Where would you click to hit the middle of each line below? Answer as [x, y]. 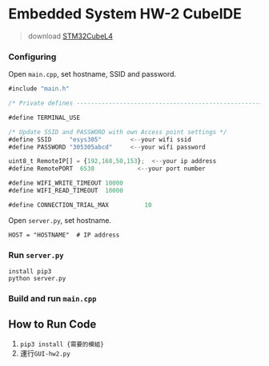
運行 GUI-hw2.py [45, 353]
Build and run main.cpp [52, 299]
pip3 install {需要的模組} [62, 344]
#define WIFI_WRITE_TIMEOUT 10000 [66, 183]
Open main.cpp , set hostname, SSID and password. [92, 74]
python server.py [37, 279]
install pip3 [30, 272]
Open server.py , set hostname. [60, 220]
